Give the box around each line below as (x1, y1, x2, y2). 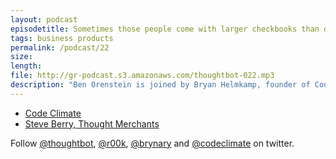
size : (10, 52, 33, 62)
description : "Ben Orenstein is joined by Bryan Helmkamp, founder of (10, 80, 311, 90)
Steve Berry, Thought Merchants (24, 117, 160, 130)
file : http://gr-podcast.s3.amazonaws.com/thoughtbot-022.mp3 (10, 71, 275, 81)
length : (10, 61, 43, 71)
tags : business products (10, 33, 114, 43)
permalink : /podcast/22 (10, 42, 110, 53)
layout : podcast (10, 14, 78, 25)
